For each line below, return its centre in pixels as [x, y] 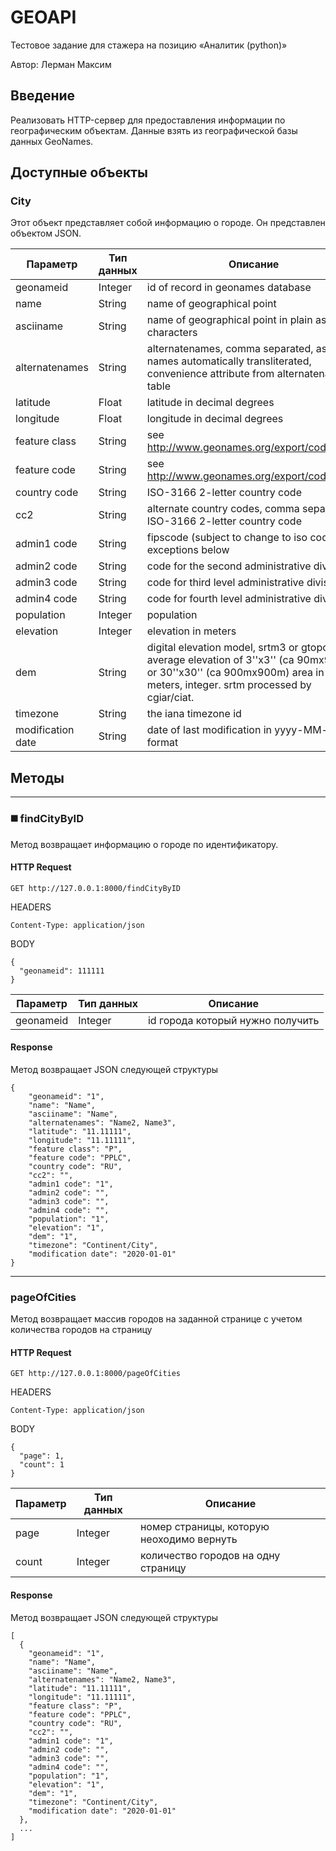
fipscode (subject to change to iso [227, 538]
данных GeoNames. [52, 141]
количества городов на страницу [81, 1330]
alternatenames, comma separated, [230, 349]
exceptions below [188, 550]
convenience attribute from [210, 374]
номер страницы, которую [204, 1527]
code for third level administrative [225, 583]
